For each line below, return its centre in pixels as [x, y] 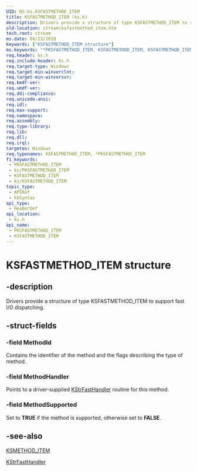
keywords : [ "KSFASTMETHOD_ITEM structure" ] [60, 45]
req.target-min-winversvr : [39, 77]
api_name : [18, 225]
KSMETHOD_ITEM [28, 450]
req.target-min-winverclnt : [40, 72]
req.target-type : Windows [38, 66]
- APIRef [19, 192]
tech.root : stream [28, 34]
